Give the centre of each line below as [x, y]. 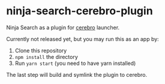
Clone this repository [41, 50]
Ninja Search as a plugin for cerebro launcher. [63, 27]
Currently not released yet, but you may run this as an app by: [82, 39]
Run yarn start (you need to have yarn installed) [75, 63]
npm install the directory [46, 57]
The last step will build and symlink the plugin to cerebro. [77, 74]
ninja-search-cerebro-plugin [79, 11]
